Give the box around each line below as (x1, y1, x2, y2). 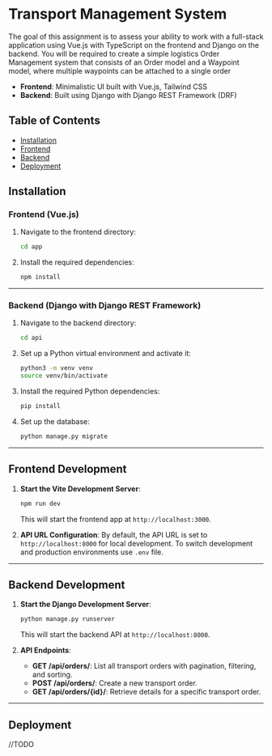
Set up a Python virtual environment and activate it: (19, 349, 192, 359)
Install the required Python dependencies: (19, 386, 160, 397)
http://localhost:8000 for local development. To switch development (19, 538, 253, 548)
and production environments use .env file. (19, 547, 164, 557)
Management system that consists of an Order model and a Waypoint (8, 57, 240, 67)
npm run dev (19, 499, 61, 508)
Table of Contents (8, 114, 101, 128)
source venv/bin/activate (19, 372, 108, 380)
